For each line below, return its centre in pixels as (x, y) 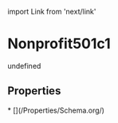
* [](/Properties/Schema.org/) (56, 110)
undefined (24, 65)
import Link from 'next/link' (52, 12)
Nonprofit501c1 (59, 44)
